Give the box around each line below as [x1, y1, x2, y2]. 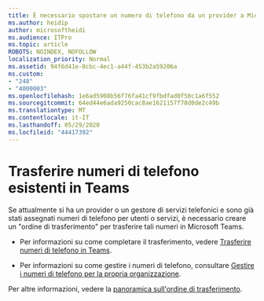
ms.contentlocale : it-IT [8, 114, 90, 122]
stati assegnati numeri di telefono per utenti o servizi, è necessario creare [8, 213, 247, 222]
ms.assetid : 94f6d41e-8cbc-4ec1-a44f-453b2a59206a [8, 63, 178, 71]
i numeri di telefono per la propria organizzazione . [19, 269, 181, 278]
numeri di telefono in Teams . [19, 245, 112, 255]
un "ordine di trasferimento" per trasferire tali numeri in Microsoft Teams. [8, 222, 244, 231]
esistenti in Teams [8, 178, 130, 196]
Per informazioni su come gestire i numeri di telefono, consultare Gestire [19, 260, 255, 270]
